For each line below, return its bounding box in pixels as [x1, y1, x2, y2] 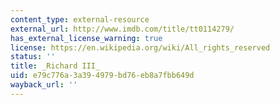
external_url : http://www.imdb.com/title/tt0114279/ [10, 24, 235, 34]
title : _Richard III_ [10, 61, 101, 71]
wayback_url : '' [10, 80, 78, 90]
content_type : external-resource [10, 14, 150, 25]
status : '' [10, 52, 56, 62]
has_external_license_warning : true [10, 33, 163, 43]
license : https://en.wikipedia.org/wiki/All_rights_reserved [10, 42, 271, 53]
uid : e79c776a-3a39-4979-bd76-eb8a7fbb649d [10, 71, 195, 81]
